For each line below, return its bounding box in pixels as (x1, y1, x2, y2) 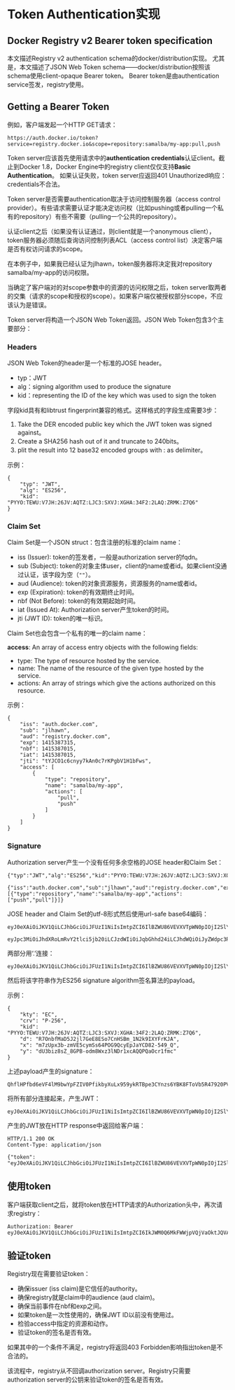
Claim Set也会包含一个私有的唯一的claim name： (7, 629, 148, 637)
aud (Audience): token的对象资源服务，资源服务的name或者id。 (17, 579, 201, 588)
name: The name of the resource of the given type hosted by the (17, 664, 204, 672)
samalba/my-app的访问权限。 (7, 268, 93, 276)
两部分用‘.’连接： (7, 949, 55, 957)
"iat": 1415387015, (20, 751, 77, 759)
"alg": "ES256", (20, 487, 68, 494)
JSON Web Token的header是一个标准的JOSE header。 (7, 359, 166, 367)
